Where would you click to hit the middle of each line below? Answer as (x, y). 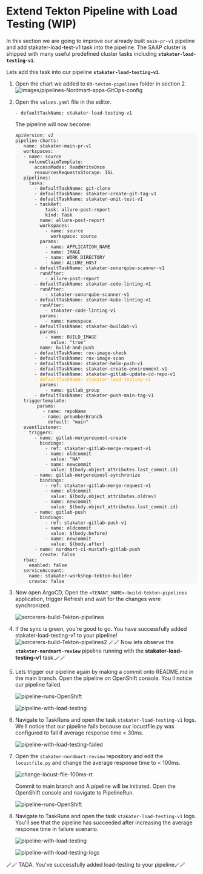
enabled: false (48, 565)
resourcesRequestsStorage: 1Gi (74, 172)
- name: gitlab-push (60, 512)
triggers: (41, 432)
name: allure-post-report (72, 220)
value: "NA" (65, 459)
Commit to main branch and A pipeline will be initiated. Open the (95, 786)
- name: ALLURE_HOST (71, 263)
